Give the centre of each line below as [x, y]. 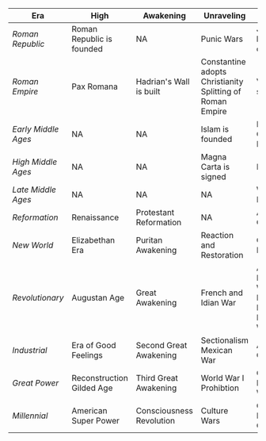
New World [33, 245]
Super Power [95, 421]
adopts [214, 72]
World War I [222, 378]
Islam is [215, 129]
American [89, 410]
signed [214, 176]
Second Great [161, 345]
